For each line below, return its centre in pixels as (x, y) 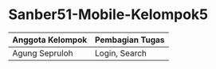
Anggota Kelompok (50, 40)
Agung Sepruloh (43, 53)
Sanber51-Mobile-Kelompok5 (108, 15)
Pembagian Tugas (130, 40)
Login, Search (121, 53)
